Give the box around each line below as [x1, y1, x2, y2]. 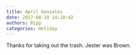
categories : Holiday [6, 25, 58, 32]
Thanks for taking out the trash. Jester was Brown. [6, 42, 131, 49]
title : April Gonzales [6, 8, 63, 15]
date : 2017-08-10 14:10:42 [6, 14, 74, 20]
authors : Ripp [6, 20, 42, 26]
